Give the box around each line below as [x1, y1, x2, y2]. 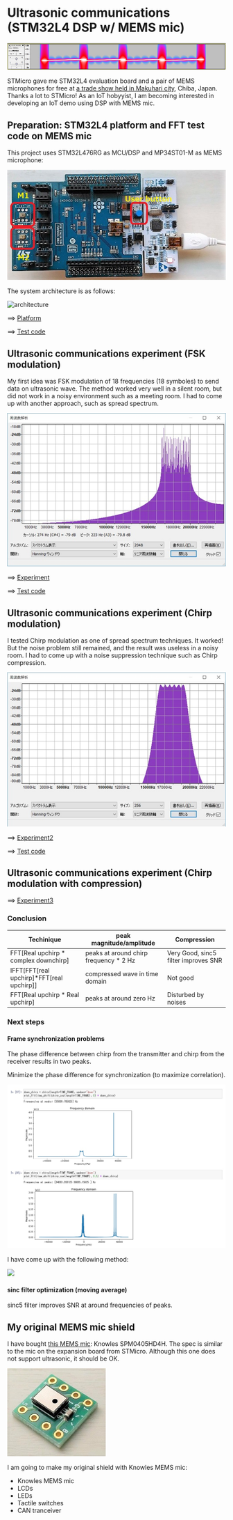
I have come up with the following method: [7, 1255, 129, 1264]
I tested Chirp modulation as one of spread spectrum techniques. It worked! [7, 636, 224, 645]
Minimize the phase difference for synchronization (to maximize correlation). [7, 1071, 226, 1079]
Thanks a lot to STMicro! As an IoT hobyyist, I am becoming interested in [7, 92, 214, 100]
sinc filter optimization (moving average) [7, 1285, 128, 1294]
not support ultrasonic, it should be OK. [7, 1354, 120, 1363]
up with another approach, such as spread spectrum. [7, 399, 159, 408]
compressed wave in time [85, 970, 159, 978]
